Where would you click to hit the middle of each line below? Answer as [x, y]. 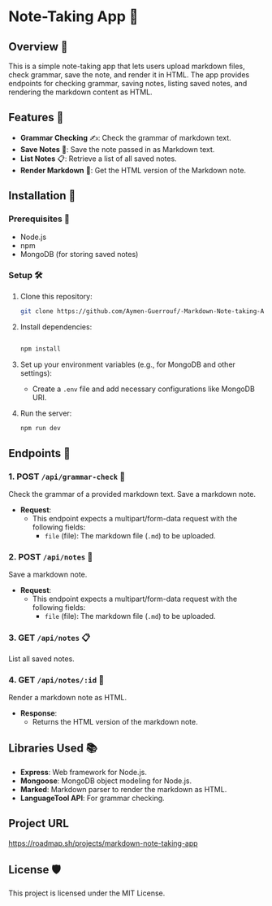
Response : [39, 713]
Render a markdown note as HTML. [68, 697]
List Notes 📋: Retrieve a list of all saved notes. [98, 159]
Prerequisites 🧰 [39, 219]
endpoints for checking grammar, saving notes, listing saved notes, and [128, 83]
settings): [36, 372]
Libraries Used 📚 [53, 749]
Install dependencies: [56, 327]
